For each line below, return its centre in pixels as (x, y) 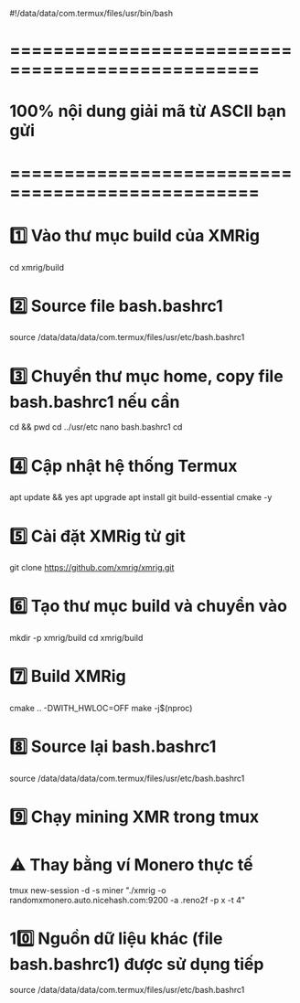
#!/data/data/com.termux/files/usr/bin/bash (91, 13)
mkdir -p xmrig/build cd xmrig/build (76, 638)
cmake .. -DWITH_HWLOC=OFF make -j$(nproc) (101, 709)
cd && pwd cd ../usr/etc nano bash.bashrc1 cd (96, 427)
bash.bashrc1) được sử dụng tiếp (137, 965)
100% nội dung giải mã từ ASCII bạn (148, 111)
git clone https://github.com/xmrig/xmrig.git (92, 568)
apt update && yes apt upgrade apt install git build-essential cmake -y (141, 497)
